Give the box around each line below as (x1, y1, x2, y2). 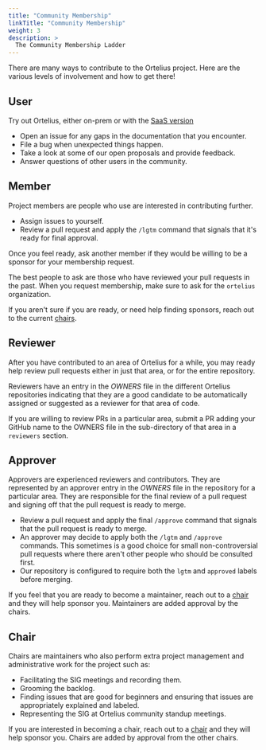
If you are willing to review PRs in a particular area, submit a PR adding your (8, 413, 256, 423)
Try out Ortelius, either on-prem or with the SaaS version (8, 115, 195, 125)
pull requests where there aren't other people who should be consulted (19, 549, 253, 559)
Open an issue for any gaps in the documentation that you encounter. (19, 131, 247, 140)
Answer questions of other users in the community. (19, 156, 188, 166)
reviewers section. (8, 431, 69, 440)
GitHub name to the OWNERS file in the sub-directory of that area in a (8, 422, 237, 432)
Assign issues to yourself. (19, 216, 105, 225)
